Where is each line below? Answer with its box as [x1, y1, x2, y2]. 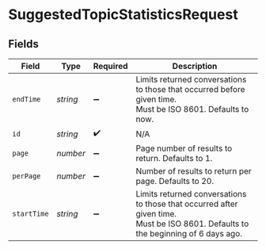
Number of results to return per [135, 166, 252, 176]
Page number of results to [135, 143, 233, 154]
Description [172, 61, 218, 71]
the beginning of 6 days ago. [135, 228, 243, 239]
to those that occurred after [135, 198, 238, 209]
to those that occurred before [135, 84, 245, 94]
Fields [8, 37, 40, 51]
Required [93, 61, 128, 71]
